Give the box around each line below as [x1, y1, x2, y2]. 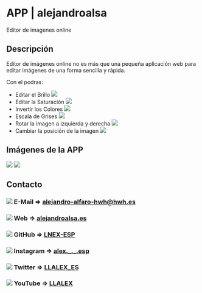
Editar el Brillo [15, 91, 50, 98]
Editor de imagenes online [6, 26, 72, 34]
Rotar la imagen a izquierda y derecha [15, 119, 111, 127]
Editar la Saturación [15, 98, 64, 105]
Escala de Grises [15, 113, 58, 120]
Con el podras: [6, 78, 44, 85]
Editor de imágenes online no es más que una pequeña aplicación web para [6, 60, 197, 67]
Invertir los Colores [15, 105, 63, 113]
